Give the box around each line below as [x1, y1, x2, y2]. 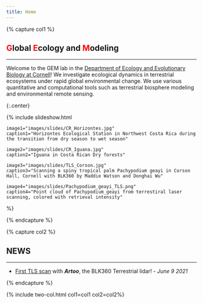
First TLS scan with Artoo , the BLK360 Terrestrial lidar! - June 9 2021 [14, 267, 188, 275]
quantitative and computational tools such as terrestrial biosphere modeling [6, 84, 195, 91]
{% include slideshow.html [6, 114, 72, 121]
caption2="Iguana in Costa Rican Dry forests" [6, 152, 126, 158]
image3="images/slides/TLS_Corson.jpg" [6, 163, 107, 169]
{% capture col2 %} [6, 228, 56, 236]
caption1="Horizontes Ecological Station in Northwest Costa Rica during [6, 131, 196, 137]
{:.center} [6, 102, 30, 109]
